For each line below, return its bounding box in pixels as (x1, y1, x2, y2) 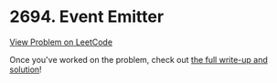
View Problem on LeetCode (9, 36, 112, 47)
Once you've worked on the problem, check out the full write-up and (9, 54, 268, 65)
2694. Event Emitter (9, 6, 165, 27)
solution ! (9, 64, 43, 75)
